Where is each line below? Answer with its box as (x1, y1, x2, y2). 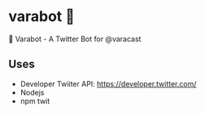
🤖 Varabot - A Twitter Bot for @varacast (8, 34, 142, 44)
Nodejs (20, 87, 45, 97)
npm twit (20, 96, 50, 106)
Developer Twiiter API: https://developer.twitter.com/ (20, 78, 197, 88)
